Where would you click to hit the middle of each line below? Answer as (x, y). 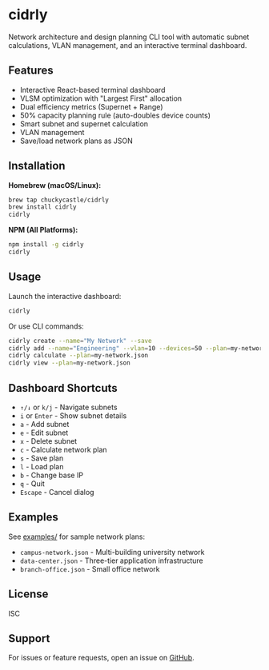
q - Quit (32, 483)
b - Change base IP (52, 475)
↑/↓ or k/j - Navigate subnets (68, 407)
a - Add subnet (44, 424)
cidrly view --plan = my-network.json (69, 363)
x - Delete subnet (48, 441)
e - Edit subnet (44, 433)
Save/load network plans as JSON (76, 141)
